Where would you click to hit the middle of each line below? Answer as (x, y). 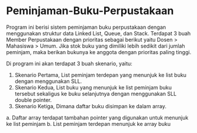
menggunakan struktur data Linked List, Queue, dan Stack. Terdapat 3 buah (98, 33)
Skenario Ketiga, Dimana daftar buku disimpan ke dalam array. (91, 106)
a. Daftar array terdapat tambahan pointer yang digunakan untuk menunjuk (97, 117)
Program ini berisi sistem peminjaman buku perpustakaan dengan (86, 27)
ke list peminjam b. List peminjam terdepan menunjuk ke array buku (88, 124)
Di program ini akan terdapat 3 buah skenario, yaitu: (69, 64)
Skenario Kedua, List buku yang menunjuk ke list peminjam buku (93, 87)
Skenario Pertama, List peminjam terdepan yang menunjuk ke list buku (101, 75)
